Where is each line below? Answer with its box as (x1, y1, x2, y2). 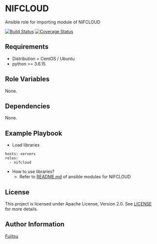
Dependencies (5, 102, 50, 110)
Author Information (5, 220, 65, 228)
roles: (5, 156, 18, 161)
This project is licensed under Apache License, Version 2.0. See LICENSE (5, 201, 152, 206)
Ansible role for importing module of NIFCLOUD (5, 19, 101, 25)
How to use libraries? (12, 169, 55, 175)
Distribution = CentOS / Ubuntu (12, 56, 75, 61)
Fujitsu (5, 233, 18, 239)
